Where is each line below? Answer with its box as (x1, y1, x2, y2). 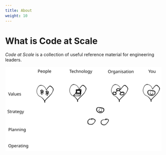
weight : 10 (5, 13, 28, 18)
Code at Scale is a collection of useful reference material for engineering (5, 52, 155, 58)
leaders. (5, 57, 22, 63)
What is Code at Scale (5, 35, 98, 47)
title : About (5, 8, 32, 13)
